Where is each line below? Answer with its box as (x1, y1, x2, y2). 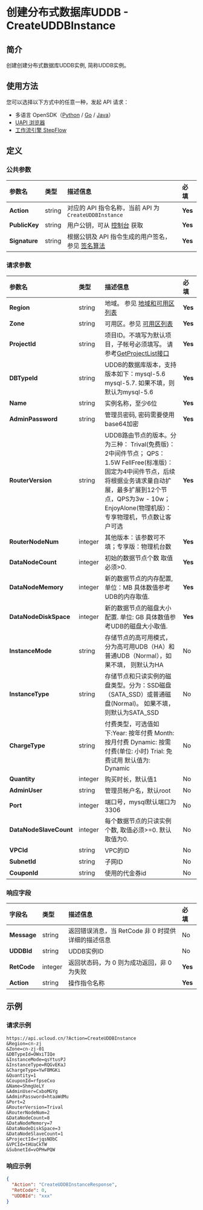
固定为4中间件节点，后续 (105, 467, 176, 476)
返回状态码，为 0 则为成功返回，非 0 (68, 958, 172, 967)
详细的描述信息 (68, 936, 111, 944)
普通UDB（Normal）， (105, 651, 166, 660)
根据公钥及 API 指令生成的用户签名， (67, 232, 171, 241)
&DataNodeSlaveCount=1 (6, 1131, 63, 1137)
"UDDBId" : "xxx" (11, 1192, 53, 1199)
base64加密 (105, 419, 139, 428)
